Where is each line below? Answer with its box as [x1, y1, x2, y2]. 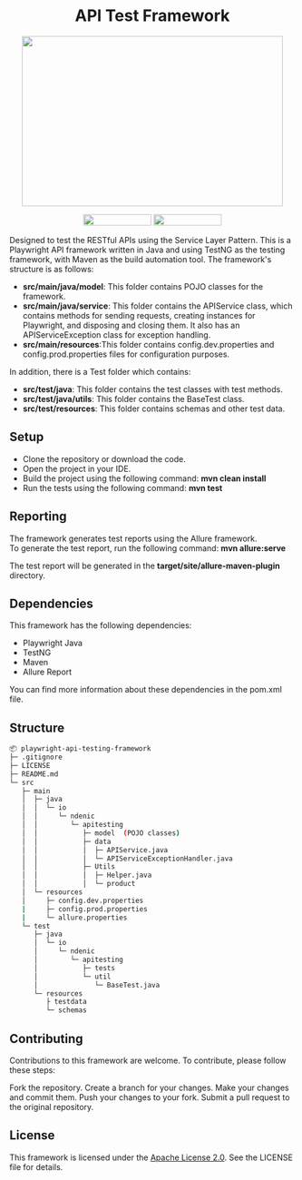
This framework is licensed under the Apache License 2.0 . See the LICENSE [9, 1152, 293, 1163]
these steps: [9, 1065, 56, 1076]
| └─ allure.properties [21, 913, 128, 922]
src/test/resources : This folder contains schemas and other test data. [22, 403, 286, 414]
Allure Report [22, 666, 73, 677]
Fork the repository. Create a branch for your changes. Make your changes [9, 1082, 289, 1093]
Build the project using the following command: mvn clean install [22, 473, 267, 484]
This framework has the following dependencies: [9, 620, 192, 631]
